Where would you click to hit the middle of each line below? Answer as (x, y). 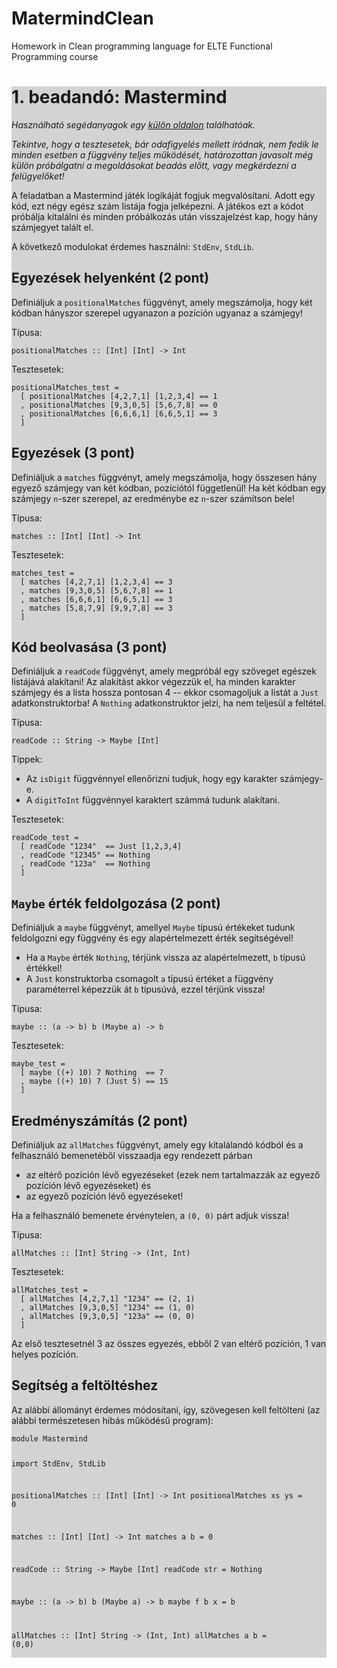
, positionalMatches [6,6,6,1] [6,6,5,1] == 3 (119, 413)
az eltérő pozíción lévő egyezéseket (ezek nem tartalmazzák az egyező (173, 1174)
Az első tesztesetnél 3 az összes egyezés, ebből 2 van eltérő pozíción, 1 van (169, 1343)
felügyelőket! (38, 176)
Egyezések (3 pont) (73, 453)
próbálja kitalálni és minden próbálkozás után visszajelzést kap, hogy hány (165, 216)
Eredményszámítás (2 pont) (100, 1120)
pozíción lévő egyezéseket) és (88, 1185)
